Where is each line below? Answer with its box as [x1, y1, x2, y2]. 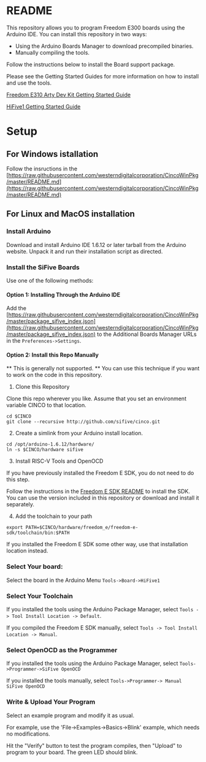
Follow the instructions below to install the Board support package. [6, 61, 175, 68]
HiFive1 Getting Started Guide [6, 102, 81, 110]
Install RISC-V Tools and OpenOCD [15, 457, 104, 465]
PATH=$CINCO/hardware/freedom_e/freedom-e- [25, 525, 139, 531]
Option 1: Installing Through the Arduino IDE [6, 291, 121, 298]
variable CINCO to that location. [6, 402, 87, 409]
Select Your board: [6, 562, 63, 571]
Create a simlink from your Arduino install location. [15, 430, 143, 437]
